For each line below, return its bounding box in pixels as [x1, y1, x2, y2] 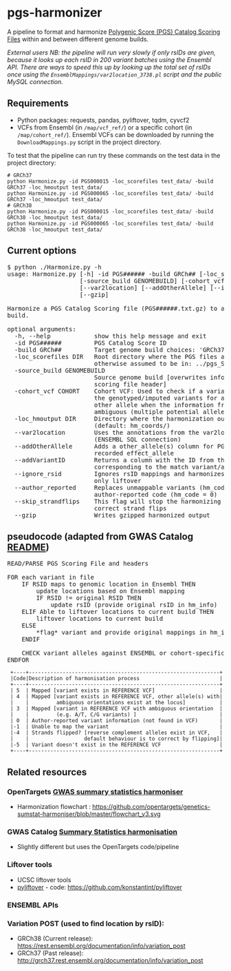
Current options [7, 245, 77, 256]
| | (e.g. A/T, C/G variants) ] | [10, 711, 223, 718]
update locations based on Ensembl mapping [36, 587, 186, 595]
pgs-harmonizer [7, 5, 102, 21]
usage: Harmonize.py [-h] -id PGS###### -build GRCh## [7, 270, 196, 278]
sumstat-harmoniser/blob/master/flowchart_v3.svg [16, 810, 161, 818]
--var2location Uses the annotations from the [14, 429, 199, 436]
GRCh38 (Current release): [16, 934, 93, 942]
